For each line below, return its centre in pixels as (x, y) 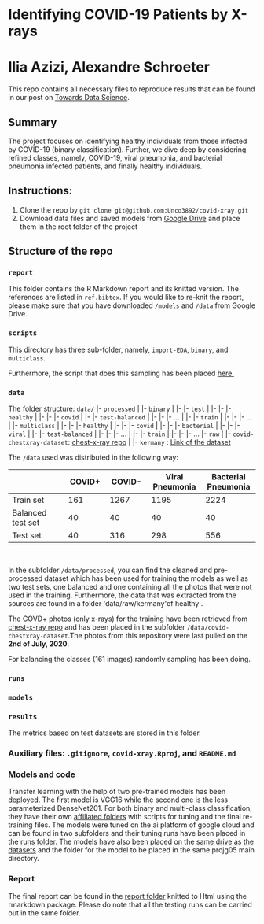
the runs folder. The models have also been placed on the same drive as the (131, 842)
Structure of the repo (60, 251)
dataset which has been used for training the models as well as (147, 578)
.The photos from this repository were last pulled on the (158, 636)
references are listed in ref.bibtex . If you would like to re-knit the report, (126, 298)
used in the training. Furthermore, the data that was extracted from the (123, 595)
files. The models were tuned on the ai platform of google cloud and (144, 825)
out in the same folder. (44, 913)
